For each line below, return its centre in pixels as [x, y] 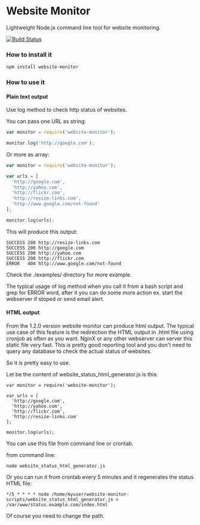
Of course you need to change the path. [55, 516]
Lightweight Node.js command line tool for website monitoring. [84, 27]
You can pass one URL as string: [46, 121]
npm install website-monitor [42, 67]
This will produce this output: [42, 232]
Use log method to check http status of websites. [67, 110]
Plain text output [27, 96]
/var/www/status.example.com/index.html [57, 505]
